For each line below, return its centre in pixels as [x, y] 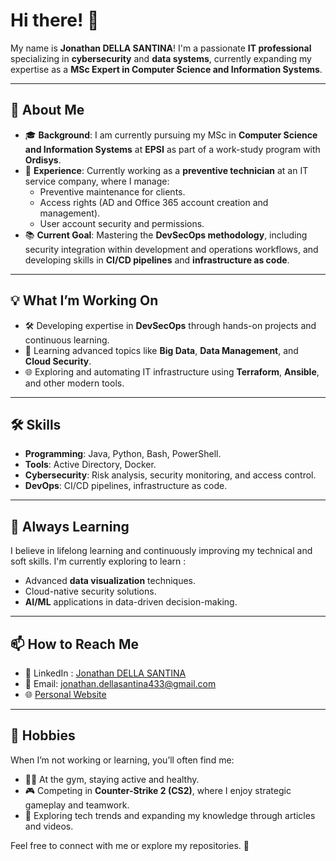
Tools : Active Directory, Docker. [90, 465]
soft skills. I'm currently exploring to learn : [98, 561]
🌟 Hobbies [43, 735]
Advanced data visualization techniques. [110, 581]
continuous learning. [67, 340]
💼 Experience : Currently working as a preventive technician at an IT [166, 170]
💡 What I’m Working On [84, 300]
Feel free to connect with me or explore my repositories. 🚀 [130, 845]
